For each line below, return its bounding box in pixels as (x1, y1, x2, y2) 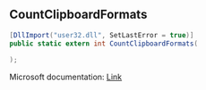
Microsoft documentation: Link (9, 71, 123, 83)
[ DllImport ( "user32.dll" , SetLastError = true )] (9, 30, 194, 39)
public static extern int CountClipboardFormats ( (9, 39, 199, 48)
